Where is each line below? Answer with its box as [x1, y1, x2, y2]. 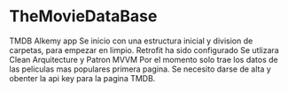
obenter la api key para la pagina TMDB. [9, 73, 156, 83]
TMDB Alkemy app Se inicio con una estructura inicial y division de [9, 35, 253, 46]
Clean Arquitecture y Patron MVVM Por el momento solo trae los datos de [9, 54, 278, 65]
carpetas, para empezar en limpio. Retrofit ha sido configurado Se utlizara [9, 44, 279, 55]
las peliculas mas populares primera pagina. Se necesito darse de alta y [9, 64, 272, 74]
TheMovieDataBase [9, 6, 158, 27]
